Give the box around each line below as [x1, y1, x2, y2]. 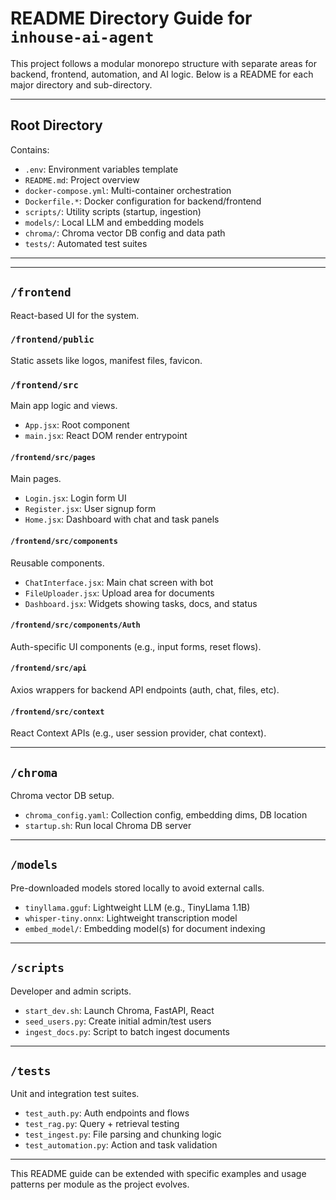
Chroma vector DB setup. [10, 789, 115, 801]
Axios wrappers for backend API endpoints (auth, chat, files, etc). [10, 683, 280, 696]
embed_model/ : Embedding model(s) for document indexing [24, 922, 266, 934]
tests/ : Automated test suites [24, 237, 148, 249]
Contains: [10, 143, 50, 156]
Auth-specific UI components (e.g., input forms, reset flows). [10, 640, 262, 652]
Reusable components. [10, 557, 105, 569]
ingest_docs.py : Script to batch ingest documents [24, 1025, 230, 1037]
